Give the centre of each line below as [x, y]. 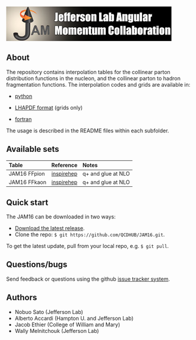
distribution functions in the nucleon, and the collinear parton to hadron [94, 78]
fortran [23, 119]
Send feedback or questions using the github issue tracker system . [88, 279]
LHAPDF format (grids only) [49, 107]
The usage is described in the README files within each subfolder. [88, 131]
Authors [22, 298]
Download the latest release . [50, 228]
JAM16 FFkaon [27, 182]
